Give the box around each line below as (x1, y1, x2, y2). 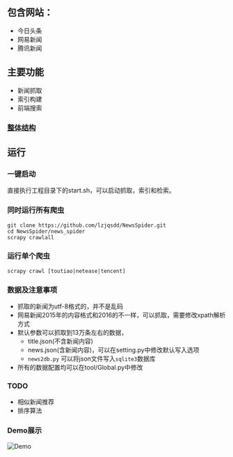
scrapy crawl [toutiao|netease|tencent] (7, 267, 127, 274)
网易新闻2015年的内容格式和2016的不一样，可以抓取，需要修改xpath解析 (17, 311, 226, 320)
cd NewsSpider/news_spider (7, 227, 86, 235)
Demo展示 (7, 426, 42, 435)
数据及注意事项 (7, 285, 58, 294)
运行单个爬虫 (7, 251, 51, 261)
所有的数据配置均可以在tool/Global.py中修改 (17, 364, 143, 372)
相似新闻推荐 (17, 398, 54, 406)
